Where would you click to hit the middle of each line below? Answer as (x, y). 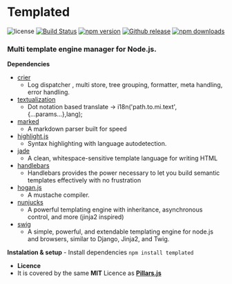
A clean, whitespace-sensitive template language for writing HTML (123, 158)
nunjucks (30, 202)
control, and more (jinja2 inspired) (76, 217)
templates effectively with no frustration (84, 180)
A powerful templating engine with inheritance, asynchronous (115, 210)
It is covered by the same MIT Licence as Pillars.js (89, 273)
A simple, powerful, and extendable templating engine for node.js (120, 231)
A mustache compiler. (58, 195)
